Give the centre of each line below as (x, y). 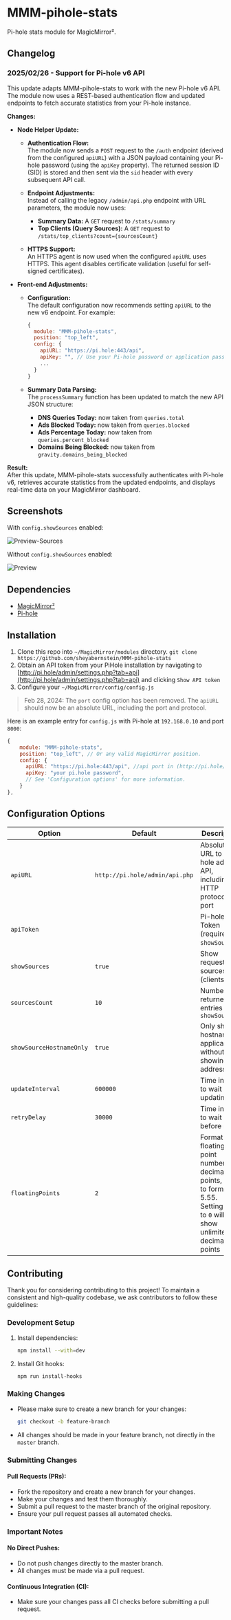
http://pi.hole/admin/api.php (144, 875)
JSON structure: (50, 404)
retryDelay (28, 1117)
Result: (18, 468)
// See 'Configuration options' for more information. (106, 780)
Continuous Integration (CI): (48, 1586)
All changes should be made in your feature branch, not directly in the (116, 1434)
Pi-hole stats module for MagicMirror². (62, 32)
